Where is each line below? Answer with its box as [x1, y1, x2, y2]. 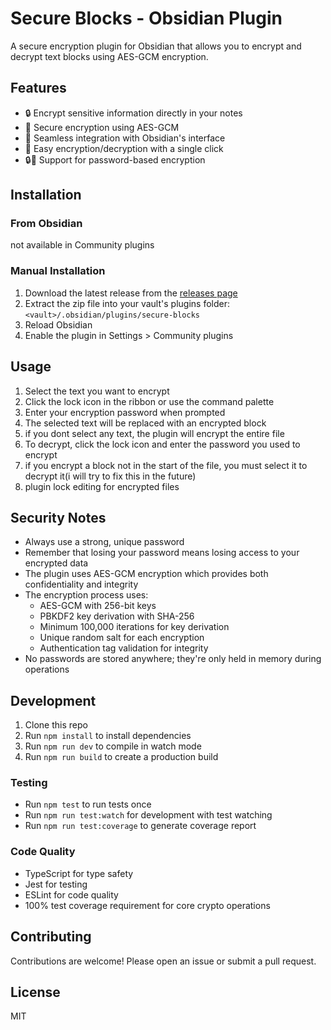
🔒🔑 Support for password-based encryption [24, 153, 206, 166]
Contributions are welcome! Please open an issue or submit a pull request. [10, 955, 317, 967]
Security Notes [10, 509, 107, 526]
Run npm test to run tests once [24, 798, 152, 811]
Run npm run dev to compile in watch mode [24, 740, 202, 752]
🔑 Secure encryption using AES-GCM [24, 121, 180, 133]
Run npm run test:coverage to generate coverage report [24, 820, 257, 832]
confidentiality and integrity [24, 578, 139, 591]
